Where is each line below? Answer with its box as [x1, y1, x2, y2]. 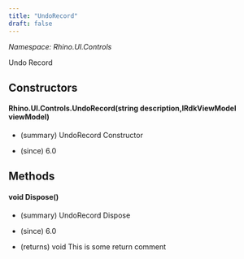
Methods [8, 170, 55, 183]
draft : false [8, 19, 53, 28]
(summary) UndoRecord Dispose [20, 210, 131, 220]
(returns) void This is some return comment [20, 241, 167, 252]
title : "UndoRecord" [8, 11, 79, 20]
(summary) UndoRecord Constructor [20, 131, 144, 140]
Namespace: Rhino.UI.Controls [8, 41, 112, 51]
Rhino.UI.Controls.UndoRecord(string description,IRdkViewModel [8, 103, 237, 114]
